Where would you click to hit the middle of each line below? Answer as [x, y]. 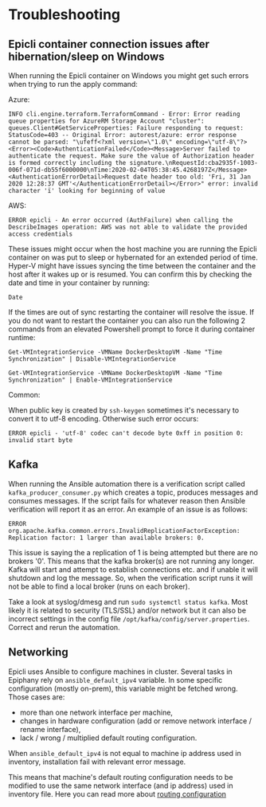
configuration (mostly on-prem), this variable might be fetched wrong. [123, 688]
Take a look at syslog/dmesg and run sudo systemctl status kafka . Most [128, 601]
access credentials [41, 234]
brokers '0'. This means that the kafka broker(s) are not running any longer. [131, 561]
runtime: [22, 337]
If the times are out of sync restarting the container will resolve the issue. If [131, 312]
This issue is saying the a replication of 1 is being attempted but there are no [133, 552]
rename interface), [50, 729]
